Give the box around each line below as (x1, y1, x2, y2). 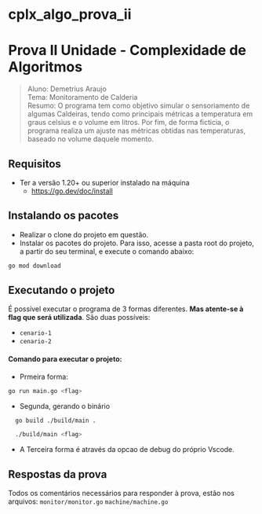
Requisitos (8, 157, 61, 171)
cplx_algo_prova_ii (8, 6, 132, 24)
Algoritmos (8, 58, 83, 76)
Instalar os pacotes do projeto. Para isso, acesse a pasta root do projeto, (19, 238, 255, 248)
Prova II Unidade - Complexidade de (8, 42, 247, 60)
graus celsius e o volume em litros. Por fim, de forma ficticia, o (27, 118, 230, 127)
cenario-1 (19, 329, 53, 337)
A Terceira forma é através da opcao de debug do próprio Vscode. (19, 445, 235, 454)
